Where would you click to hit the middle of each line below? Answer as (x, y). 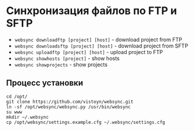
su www (14, 112)
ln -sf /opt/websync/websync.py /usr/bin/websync (69, 107)
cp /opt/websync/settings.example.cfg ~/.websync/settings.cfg (86, 122)
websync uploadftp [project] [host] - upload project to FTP (89, 52)
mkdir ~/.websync (28, 117)
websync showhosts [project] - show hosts (67, 58)
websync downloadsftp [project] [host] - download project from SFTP (101, 46)
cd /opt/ (17, 96)
